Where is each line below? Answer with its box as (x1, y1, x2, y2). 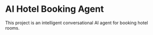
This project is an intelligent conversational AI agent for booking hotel (5, 20, 148, 26)
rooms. (5, 25, 20, 31)
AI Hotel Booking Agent (5, 3, 104, 15)
